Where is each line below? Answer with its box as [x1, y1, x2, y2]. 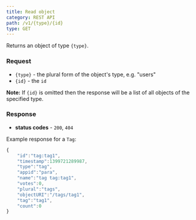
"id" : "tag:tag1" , [17, 153, 61, 159]
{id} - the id [14, 77, 47, 84]
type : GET [6, 25, 31, 32]
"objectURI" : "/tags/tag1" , [17, 192, 85, 198]
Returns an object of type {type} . [6, 42, 89, 49]
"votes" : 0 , [17, 181, 45, 187]
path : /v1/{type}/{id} [6, 20, 63, 26]
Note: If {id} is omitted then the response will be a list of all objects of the [6, 88, 190, 96]
